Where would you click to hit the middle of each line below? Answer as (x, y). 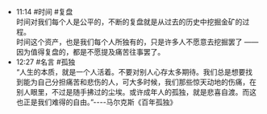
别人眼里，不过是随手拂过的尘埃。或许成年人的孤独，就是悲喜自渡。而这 (136, 92)
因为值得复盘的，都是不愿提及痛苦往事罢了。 (90, 52)
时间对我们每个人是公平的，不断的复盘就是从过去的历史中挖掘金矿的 (129, 22)
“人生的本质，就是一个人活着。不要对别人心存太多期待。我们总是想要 (131, 72)
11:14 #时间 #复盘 (44, 12)
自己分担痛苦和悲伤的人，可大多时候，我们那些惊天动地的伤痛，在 (147, 82)
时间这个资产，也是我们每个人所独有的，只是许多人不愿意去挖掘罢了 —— (137, 42)
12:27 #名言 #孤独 (46, 62)
